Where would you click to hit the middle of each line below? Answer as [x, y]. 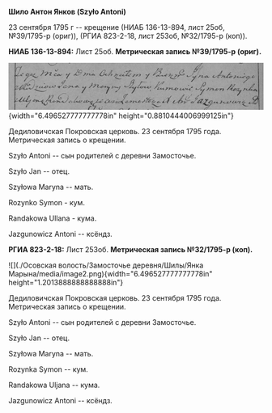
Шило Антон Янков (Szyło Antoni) [68, 12]
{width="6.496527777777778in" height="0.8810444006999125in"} [121, 116]
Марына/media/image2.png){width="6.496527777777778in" [110, 274]
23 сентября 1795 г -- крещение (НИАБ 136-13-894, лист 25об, [117, 27]
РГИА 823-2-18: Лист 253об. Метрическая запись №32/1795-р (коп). [131, 250]
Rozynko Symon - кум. [47, 203]
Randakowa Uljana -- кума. [54, 385]
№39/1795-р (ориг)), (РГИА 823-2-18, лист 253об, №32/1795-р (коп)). [128, 36]
